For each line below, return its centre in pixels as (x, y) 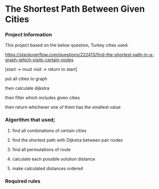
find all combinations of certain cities (49, 130)
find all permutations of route (41, 149)
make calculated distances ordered (47, 168)
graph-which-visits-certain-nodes (40, 60)
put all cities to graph (26, 79)
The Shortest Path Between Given (75, 9)
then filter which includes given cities (42, 98)
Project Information (29, 35)
